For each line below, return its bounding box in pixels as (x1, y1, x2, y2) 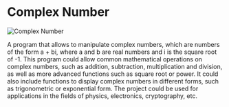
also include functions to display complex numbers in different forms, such (7, 77, 219, 85)
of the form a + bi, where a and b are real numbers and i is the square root (7, 48, 217, 56)
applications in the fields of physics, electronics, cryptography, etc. (7, 91, 198, 100)
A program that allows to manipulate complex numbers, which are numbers (7, 40, 220, 48)
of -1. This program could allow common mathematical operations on (7, 55, 203, 63)
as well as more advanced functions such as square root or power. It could (7, 70, 219, 78)
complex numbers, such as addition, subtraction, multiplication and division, (7, 62, 223, 70)
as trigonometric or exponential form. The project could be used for (7, 84, 199, 93)
